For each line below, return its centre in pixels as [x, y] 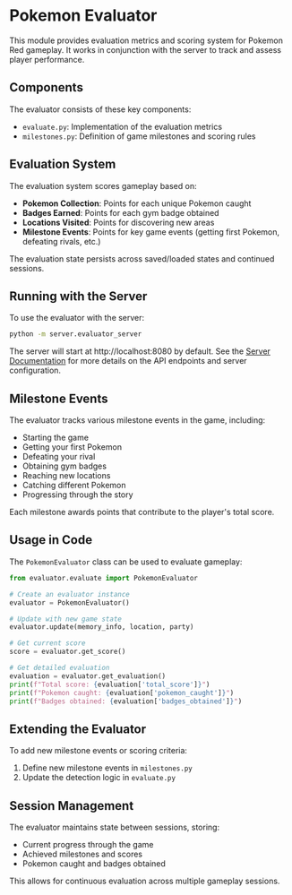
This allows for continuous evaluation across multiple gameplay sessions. [145, 881]
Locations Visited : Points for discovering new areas [118, 222]
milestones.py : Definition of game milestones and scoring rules [139, 136]
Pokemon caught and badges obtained [94, 864]
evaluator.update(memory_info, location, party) [102, 627]
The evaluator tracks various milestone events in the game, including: [137, 420]
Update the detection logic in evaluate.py [99, 778]
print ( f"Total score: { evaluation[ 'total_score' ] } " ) [110, 684]
